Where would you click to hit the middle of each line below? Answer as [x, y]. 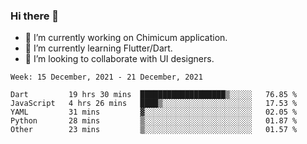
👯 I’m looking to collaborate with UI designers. [119, 59]
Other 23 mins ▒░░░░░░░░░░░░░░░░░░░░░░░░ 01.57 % [154, 130]
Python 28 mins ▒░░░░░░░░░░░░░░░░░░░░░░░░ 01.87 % [154, 121]
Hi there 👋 [35, 16]
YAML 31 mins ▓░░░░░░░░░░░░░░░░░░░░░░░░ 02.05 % [154, 112]
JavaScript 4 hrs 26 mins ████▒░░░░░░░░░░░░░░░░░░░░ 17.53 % [154, 104]
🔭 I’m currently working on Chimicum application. [126, 38]
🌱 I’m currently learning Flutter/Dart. [98, 48]
